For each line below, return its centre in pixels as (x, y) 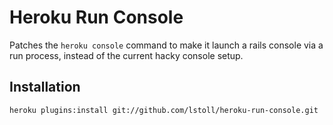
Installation (45, 87)
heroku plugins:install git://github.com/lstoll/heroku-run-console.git (164, 110)
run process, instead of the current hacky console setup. (126, 55)
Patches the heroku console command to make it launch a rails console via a (166, 45)
